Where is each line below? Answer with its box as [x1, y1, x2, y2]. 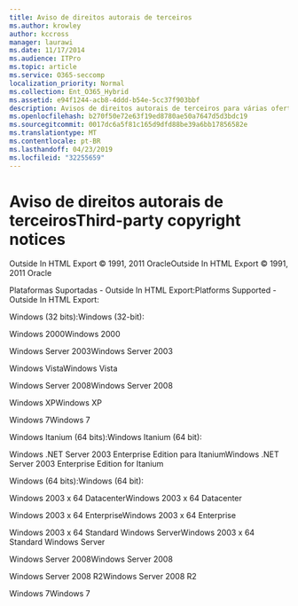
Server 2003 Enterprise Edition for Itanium [9, 459, 164, 469]
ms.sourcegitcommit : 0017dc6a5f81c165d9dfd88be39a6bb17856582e [9, 121, 248, 130]
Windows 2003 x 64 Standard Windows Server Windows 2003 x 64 [9, 527, 255, 538]
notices [9, 229, 67, 249]
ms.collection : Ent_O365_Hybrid [9, 87, 129, 96]
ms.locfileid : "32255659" [9, 153, 105, 162]
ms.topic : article [9, 63, 77, 72]
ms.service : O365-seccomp [9, 71, 105, 80]
